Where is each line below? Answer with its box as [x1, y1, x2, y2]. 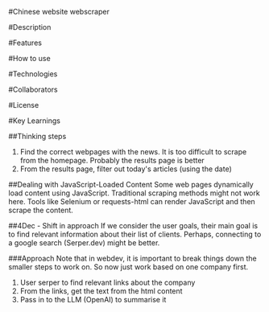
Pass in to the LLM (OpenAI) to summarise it [19, 295, 167, 304]
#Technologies [8, 69, 58, 79]
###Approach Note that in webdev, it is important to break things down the [8, 253, 258, 263]
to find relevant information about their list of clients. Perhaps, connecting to [8, 229, 262, 239]
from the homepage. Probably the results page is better [19, 156, 205, 165]
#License [8, 101, 39, 109]
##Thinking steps [8, 132, 67, 141]
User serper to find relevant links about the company [19, 277, 196, 287]
